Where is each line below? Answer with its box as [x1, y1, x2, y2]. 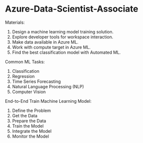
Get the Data [12, 112, 38, 118]
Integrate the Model [12, 128, 52, 134]
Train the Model [12, 123, 44, 129]
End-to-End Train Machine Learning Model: [5, 98, 92, 104]
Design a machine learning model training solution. [12, 29, 114, 34]
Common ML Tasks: [5, 59, 45, 64]
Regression [12, 73, 35, 79]
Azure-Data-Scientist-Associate [5, 3, 139, 15]
